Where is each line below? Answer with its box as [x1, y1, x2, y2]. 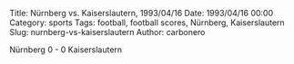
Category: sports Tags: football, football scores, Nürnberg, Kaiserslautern [9, 17, 285, 28]
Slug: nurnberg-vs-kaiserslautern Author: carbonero [9, 27, 206, 37]
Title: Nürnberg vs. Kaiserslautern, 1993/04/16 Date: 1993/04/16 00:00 [9, 8, 274, 18]
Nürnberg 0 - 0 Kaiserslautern [9, 44, 123, 55]
